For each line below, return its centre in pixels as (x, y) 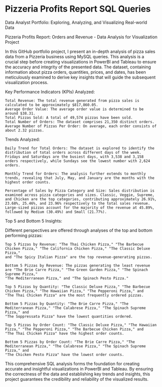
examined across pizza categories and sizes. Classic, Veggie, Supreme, (80, 195)
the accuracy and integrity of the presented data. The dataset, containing (78, 67)
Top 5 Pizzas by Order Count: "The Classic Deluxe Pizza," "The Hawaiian (81, 325)
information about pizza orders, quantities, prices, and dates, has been (75, 72)
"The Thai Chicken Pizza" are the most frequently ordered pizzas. (74, 295)
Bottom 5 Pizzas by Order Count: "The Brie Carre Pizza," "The (70, 342)
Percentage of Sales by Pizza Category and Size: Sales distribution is (80, 191)
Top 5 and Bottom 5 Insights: (34, 221)
